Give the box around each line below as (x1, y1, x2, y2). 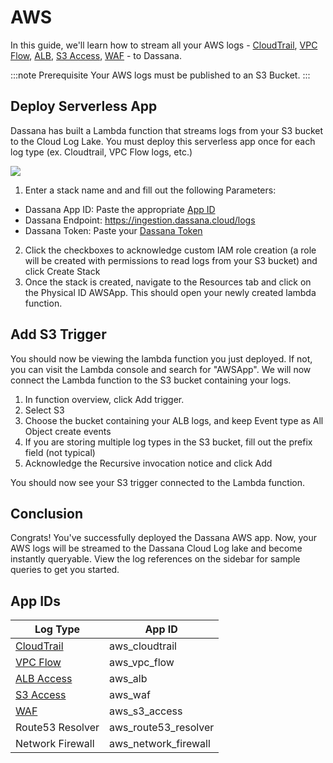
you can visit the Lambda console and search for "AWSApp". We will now (10, 363, 312, 375)
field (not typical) (24, 446, 96, 458)
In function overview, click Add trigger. (24, 393, 185, 405)
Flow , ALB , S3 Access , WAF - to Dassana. (10, 49, 182, 61)
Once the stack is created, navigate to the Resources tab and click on (24, 276, 312, 288)
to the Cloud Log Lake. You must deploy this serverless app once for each (10, 135, 316, 147)
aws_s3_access (108, 704, 183, 718)
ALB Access (15, 672, 73, 686)
